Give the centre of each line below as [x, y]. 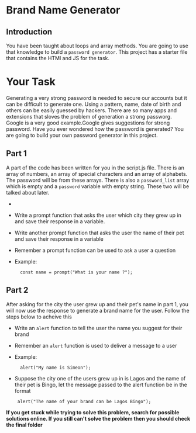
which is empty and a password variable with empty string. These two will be [98, 186]
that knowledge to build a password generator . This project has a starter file [97, 52]
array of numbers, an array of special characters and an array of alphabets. [97, 174]
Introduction [29, 32]
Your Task [31, 82]
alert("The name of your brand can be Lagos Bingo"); [84, 401]
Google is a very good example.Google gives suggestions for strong [88, 123]
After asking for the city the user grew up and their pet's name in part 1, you [97, 304]
